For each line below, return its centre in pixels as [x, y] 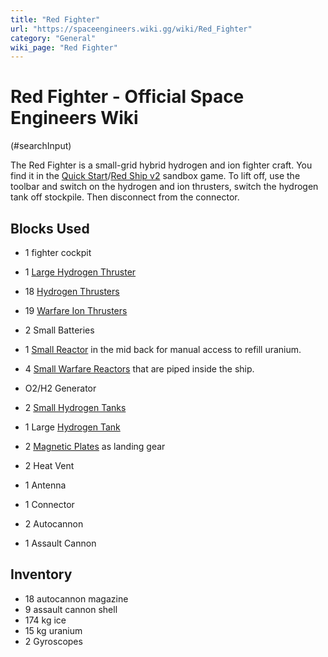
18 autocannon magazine [76, 598]
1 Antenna [45, 485]
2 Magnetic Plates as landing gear [95, 446]
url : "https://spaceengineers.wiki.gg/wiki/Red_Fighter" [131, 29]
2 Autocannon [54, 524]
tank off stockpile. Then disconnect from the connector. [125, 197]
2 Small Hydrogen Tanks [75, 407]
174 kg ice [45, 620]
